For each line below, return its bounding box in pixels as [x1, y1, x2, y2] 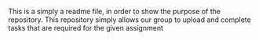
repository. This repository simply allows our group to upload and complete [8, 15, 251, 24]
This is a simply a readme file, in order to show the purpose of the [8, 7, 221, 16]
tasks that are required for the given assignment [8, 24, 163, 32]
